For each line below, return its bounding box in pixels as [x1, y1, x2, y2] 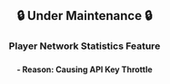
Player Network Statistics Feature [8, 40, 161, 52]
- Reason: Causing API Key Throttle [16, 64, 153, 75]
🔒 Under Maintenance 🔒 [16, 8, 153, 23]
